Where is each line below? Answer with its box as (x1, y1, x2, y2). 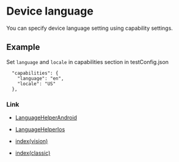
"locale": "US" (17, 80, 56, 86)
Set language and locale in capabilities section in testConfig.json (6, 58, 169, 65)
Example (6, 42, 40, 52)
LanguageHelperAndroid (15, 114, 78, 121)
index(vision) (15, 138, 48, 145)
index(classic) (15, 149, 51, 157)
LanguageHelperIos (15, 126, 65, 133)
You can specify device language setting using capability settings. (6, 24, 173, 32)
